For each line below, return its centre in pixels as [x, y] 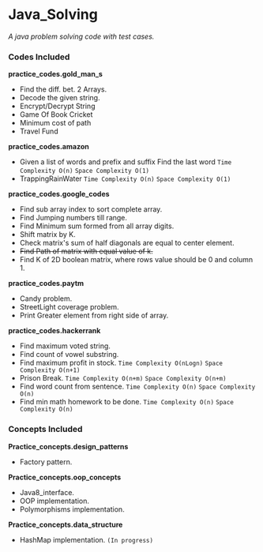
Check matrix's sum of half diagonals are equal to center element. [127, 243]
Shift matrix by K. [48, 235]
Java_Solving [53, 15]
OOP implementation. [54, 501]
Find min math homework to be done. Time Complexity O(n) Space [127, 402]
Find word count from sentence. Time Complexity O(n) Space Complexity [137, 387]
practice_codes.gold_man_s [55, 74]
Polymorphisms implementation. [72, 509]
